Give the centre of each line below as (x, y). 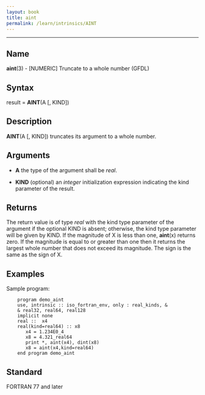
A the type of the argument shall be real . (66, 170)
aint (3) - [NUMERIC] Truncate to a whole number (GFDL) (78, 68)
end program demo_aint (46, 353)
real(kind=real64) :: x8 (49, 327)
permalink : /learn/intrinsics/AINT (52, 23)
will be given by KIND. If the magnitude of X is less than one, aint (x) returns (101, 235)
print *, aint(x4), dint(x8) (62, 342)
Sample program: (28, 289)
